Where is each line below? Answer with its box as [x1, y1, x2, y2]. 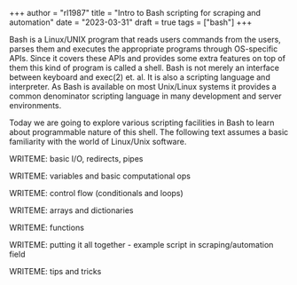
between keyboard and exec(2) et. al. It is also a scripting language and [9, 72, 270, 83]
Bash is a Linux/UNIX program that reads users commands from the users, [9, 35, 281, 44]
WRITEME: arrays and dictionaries [9, 205, 134, 216]
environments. [9, 100, 62, 110]
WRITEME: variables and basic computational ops [9, 170, 191, 181]
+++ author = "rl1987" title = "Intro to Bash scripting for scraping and [9, 8, 262, 18]
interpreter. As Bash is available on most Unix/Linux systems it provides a [9, 82, 277, 91]
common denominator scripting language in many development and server [9, 91, 282, 101]
